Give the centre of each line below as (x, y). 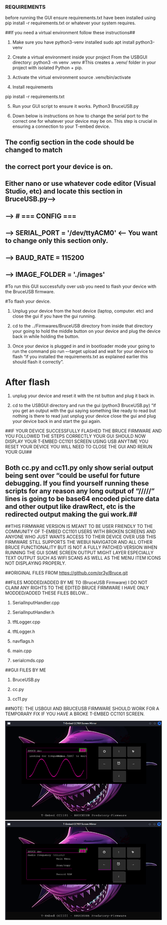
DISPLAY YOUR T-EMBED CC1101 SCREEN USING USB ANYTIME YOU (77, 441)
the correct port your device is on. (59, 167)
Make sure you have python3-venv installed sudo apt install (73, 42)
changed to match (34, 150)
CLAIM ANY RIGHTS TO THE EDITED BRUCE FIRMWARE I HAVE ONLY (77, 588)
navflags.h (23, 641)
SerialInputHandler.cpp (36, 603)
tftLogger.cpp (26, 622)
